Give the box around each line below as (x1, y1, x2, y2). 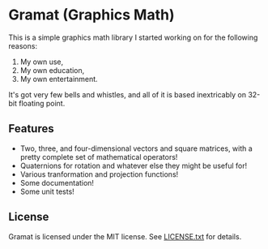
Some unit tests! (19, 187, 74, 196)
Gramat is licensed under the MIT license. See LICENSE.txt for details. (8, 231, 242, 241)
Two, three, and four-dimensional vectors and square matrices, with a (19, 144, 253, 153)
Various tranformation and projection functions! (19, 169, 179, 179)
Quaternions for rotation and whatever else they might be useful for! (19, 161, 248, 170)
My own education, (19, 65, 85, 75)
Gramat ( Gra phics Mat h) (8, 6, 175, 24)
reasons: (8, 41, 38, 50)
